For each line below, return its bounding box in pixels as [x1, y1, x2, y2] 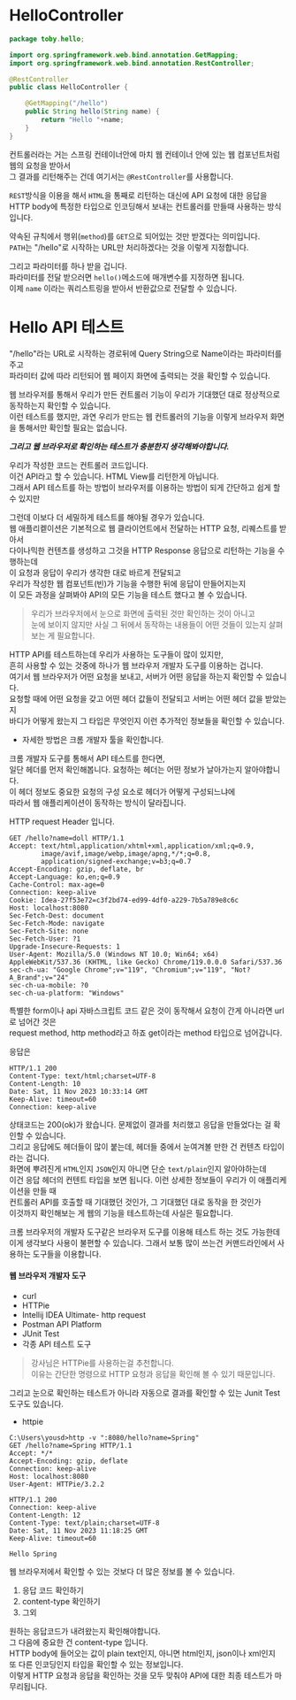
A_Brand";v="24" [9, 973, 69, 982]
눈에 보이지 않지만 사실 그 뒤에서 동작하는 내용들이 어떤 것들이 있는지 [30, 619, 267, 629]
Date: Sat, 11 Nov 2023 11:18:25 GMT [9, 1526, 148, 1535]
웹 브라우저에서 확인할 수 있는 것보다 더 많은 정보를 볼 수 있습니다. [9, 1565, 235, 1576]
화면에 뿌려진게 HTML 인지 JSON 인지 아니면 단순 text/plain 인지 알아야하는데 [9, 1163, 267, 1173]
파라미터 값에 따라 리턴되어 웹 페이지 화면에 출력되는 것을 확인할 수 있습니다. [9, 370, 271, 381]
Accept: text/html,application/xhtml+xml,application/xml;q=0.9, [9, 842, 254, 850]
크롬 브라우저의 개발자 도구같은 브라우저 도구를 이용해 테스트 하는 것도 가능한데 [9, 1227, 281, 1237]
